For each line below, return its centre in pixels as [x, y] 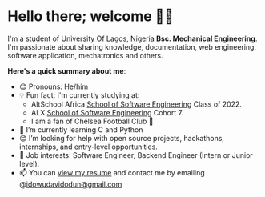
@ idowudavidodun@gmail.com [70, 184]
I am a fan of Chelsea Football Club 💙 [92, 121]
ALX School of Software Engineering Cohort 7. [107, 112]
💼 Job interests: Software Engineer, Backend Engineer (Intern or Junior [136, 155]
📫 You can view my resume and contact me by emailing [112, 172]
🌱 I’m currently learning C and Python [81, 129]
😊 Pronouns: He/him [54, 86]
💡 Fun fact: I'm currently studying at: [79, 94]
